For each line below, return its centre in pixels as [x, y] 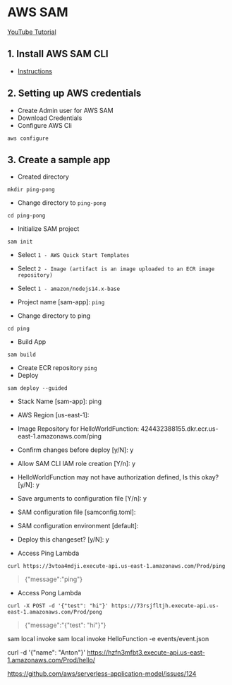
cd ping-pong [26, 216]
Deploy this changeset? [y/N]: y [63, 540]
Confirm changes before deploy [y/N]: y [75, 450]
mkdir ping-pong [31, 190]
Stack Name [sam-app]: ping [60, 401]
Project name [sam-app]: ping [61, 302]
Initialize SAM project [48, 229]
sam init [20, 242]
